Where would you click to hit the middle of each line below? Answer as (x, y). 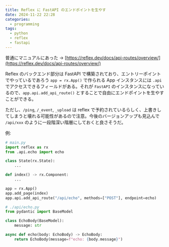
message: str (28, 226)
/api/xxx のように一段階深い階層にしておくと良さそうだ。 (66, 122)
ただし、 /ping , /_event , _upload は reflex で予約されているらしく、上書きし (83, 109)
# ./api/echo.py (22, 207)
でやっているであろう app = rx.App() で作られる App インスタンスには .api (83, 80)
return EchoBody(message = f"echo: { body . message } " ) (69, 239)
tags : (11, 29)
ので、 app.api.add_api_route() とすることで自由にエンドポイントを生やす (87, 92)
